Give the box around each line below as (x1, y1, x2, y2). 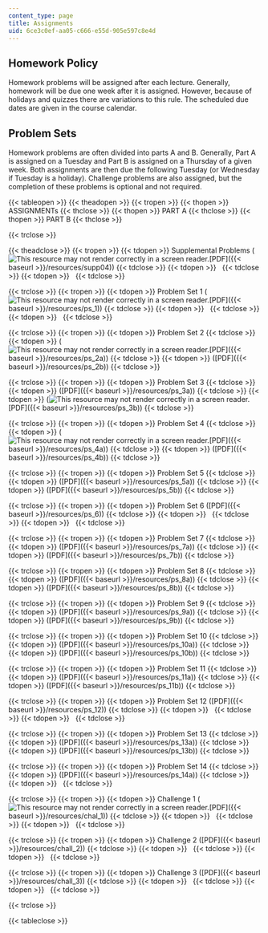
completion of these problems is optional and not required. (8, 182, 202, 191)
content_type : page (8, 11, 74, 20)
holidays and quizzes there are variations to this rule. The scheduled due (8, 95, 249, 104)
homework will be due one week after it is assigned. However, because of (8, 86, 253, 96)
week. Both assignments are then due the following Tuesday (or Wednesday (8, 165, 260, 174)
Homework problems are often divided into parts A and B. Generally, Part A (8, 148, 257, 157)
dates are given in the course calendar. (8, 103, 137, 113)
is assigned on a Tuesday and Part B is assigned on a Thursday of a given (8, 156, 253, 165)
